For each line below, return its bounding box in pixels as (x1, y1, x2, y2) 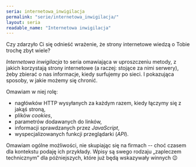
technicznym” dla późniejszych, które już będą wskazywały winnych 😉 (6, 154, 178, 161)
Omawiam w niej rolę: (6, 88, 59, 95)
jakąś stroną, (14, 106, 46, 113)
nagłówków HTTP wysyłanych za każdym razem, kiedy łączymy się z (14, 100, 181, 107)
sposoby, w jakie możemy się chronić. (6, 77, 98, 84)
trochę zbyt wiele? (6, 47, 51, 54)
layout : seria (6, 19, 41, 25)
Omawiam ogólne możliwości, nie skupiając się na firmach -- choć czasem (6, 142, 187, 149)
